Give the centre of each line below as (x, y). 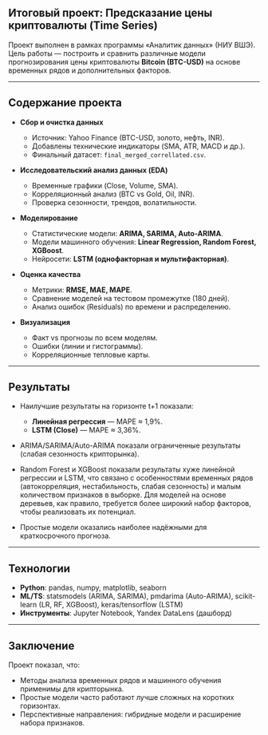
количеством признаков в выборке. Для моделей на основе (123, 495)
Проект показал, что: (44, 665)
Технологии (39, 569)
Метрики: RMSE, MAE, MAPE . (82, 290)
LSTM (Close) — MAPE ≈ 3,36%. (86, 430)
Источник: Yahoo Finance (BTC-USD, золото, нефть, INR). (128, 137)
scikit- (245, 596)
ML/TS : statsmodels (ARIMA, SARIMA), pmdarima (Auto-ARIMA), (126, 596)
